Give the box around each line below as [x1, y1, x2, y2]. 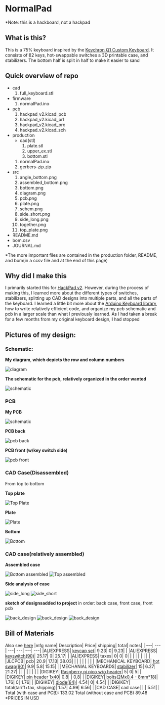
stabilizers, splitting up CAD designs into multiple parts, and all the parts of [5, 295, 157, 301]
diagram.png [19, 190, 46, 196]
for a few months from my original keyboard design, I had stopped [5, 316, 140, 322]
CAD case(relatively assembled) [5, 550, 84, 557]
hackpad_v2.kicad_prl [19, 116, 64, 122]
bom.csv [12, 237, 31, 243]
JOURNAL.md [12, 242, 41, 248]
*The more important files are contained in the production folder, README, [5, 252, 158, 258]
